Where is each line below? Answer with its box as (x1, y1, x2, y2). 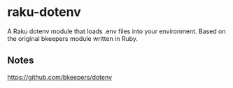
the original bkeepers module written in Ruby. (7, 34, 139, 42)
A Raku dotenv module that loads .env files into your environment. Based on (7, 27, 226, 35)
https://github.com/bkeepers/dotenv (7, 73, 113, 81)
